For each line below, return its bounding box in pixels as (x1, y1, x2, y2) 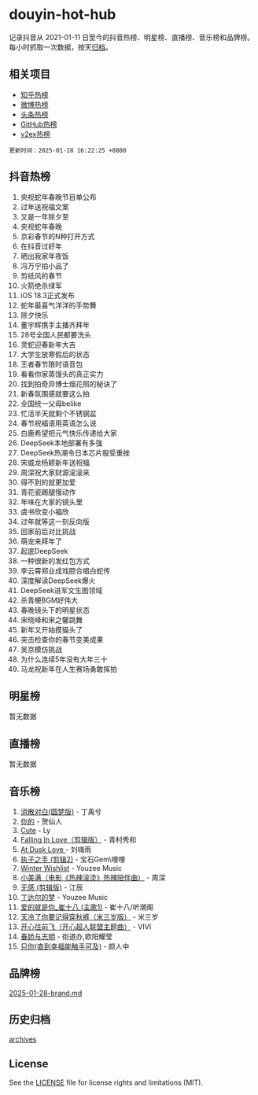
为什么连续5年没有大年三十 (20, 654, 109, 664)
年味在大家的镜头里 (20, 497, 83, 507)
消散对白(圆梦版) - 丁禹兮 (20, 807, 102, 816)
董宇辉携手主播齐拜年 (20, 320, 90, 330)
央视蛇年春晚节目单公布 (20, 192, 97, 201)
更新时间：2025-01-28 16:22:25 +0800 (9, 146, 127, 154)
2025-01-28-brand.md (9, 988, 83, 997)
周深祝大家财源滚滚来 (20, 467, 90, 477)
